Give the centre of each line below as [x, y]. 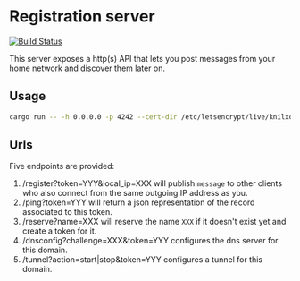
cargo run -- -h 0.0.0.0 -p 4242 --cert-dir [93, 117]
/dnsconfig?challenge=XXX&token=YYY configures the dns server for [150, 241]
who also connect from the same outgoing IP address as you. [135, 193]
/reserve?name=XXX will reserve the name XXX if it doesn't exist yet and [154, 222]
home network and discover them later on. [87, 68]
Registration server [82, 17]
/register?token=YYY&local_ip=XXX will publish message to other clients [152, 183]
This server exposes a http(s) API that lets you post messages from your [142, 58]
